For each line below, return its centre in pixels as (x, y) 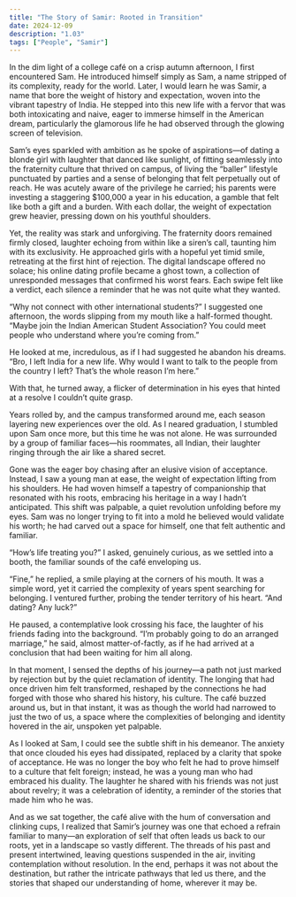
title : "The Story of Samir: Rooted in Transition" (106, 17)
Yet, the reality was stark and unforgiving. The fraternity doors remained (140, 233)
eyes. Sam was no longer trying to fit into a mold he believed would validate (147, 517)
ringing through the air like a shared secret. (87, 452)
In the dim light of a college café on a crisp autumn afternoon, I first (132, 67)
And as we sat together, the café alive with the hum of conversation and (140, 817)
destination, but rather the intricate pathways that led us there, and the (138, 874)
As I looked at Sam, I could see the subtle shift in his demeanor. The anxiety (147, 744)
